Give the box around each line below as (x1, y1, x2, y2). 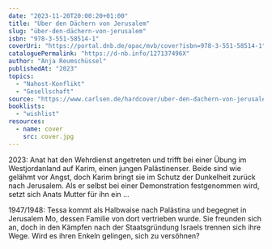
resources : (8, 118, 45, 126)
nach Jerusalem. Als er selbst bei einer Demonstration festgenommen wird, (8, 180, 260, 191)
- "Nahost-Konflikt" (15, 79, 85, 88)
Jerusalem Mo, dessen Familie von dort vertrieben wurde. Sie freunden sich (8, 213, 261, 223)
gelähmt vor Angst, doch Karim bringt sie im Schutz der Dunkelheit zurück (8, 172, 257, 182)
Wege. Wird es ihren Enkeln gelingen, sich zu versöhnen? (8, 230, 200, 240)
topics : (8, 72, 35, 80)
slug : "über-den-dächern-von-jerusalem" (8, 27, 147, 35)
